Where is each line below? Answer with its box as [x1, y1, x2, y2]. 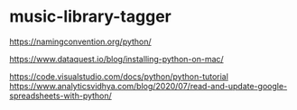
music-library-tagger [9, 6, 172, 27]
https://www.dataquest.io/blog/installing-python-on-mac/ [9, 53, 224, 64]
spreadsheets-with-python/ [9, 90, 113, 101]
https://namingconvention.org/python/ [9, 36, 152, 47]
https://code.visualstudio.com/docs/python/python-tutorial [9, 70, 228, 82]
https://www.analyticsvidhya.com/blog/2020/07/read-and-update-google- [9, 80, 288, 91]
